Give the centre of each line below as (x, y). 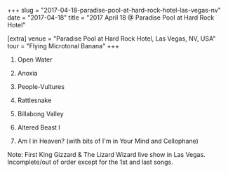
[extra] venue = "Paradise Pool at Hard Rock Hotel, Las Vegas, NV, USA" (112, 39)
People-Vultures (41, 86)
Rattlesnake (34, 100)
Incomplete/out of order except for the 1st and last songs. (90, 162)
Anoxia (27, 73)
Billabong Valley (41, 114)
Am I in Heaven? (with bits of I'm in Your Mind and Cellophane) (108, 141)
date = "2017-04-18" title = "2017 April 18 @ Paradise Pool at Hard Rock (111, 18)
